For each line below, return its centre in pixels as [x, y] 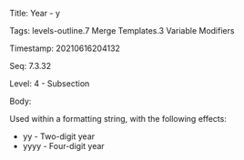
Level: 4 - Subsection [50, 84]
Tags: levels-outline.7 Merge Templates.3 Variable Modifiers [122, 30]
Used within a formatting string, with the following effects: [118, 119]
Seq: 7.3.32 [30, 66]
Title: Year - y [35, 13]
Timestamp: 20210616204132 [65, 48]
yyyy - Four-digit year [63, 146]
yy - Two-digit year [59, 136]
